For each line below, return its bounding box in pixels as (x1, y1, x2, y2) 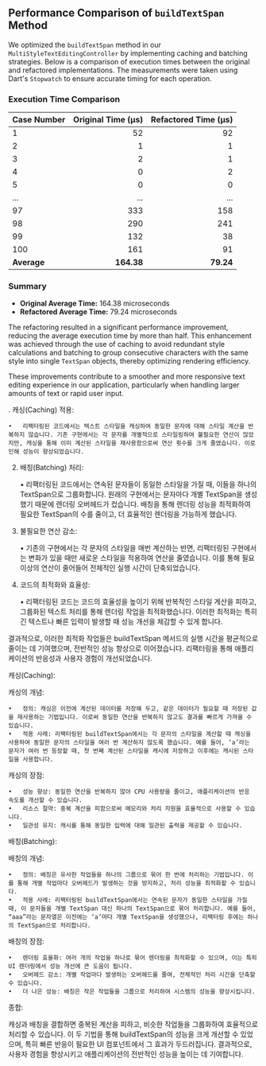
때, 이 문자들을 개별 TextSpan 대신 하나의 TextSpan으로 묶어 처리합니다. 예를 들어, (8, 905, 256, 913)
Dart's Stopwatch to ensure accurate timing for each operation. (8, 73, 212, 83)
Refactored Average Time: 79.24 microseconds (19, 307, 177, 317)
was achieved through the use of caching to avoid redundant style (8, 340, 225, 349)
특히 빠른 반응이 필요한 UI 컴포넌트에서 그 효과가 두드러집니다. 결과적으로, (25, 1040, 253, 1049)
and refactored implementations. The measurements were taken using (8, 65, 238, 75)
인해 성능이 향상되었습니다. (8, 448, 85, 456)
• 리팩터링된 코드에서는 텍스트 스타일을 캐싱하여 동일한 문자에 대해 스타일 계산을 (8, 422, 245, 430)
